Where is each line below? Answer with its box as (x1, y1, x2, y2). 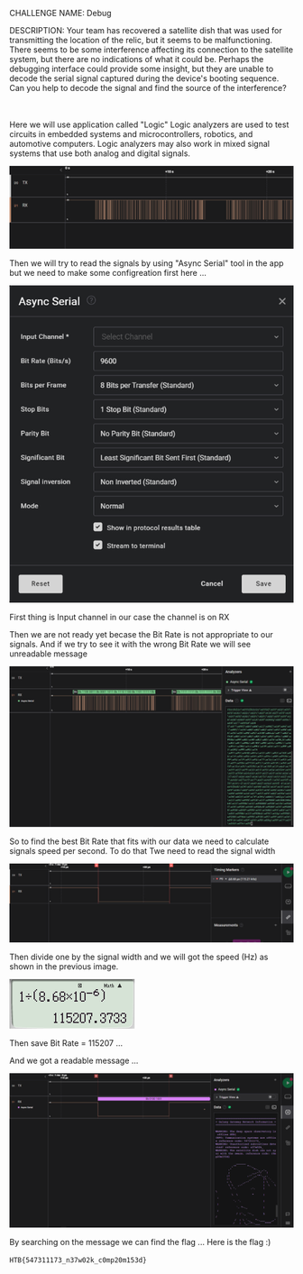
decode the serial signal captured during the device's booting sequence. (9, 73, 280, 84)
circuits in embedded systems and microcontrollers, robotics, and (9, 129, 253, 139)
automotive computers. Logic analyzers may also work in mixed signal (9, 139, 271, 149)
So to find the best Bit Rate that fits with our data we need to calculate (9, 836, 270, 847)
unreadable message (9, 648, 88, 659)
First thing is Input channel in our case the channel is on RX (9, 612, 230, 623)
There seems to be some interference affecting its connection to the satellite (9, 44, 294, 55)
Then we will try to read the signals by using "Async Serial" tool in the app (9, 258, 284, 269)
